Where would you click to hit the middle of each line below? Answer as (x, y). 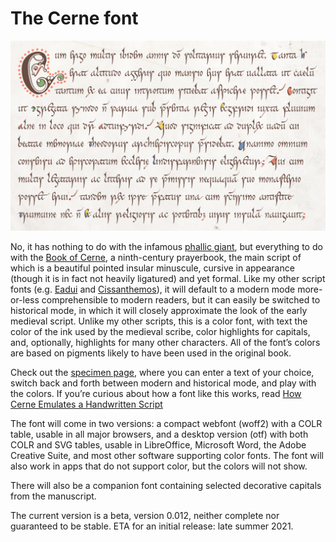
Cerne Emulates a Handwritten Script (86, 404)
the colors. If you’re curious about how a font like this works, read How (156, 394)
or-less (25, 300)
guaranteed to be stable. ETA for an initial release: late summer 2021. (152, 526)
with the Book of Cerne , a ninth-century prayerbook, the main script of (156, 258)
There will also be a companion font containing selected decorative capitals (166, 486)
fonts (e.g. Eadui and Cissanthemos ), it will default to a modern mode (153, 289)
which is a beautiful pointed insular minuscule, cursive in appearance (152, 268)
